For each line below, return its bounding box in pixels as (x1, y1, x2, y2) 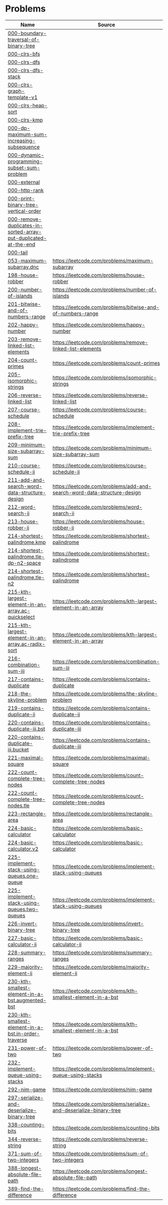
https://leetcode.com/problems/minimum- (52, 444, 152, 451)
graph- (7, 87, 25, 95)
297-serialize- (7, 1094, 44, 1101)
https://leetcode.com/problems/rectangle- (52, 810, 153, 817)
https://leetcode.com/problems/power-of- (52, 1044, 153, 1051)
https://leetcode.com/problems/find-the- (52, 1185, 150, 1192)
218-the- (7, 690, 31, 697)
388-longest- (7, 1164, 41, 1171)
